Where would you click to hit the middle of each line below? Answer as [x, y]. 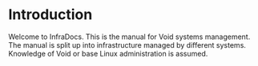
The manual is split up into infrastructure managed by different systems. [127, 45]
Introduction [50, 15]
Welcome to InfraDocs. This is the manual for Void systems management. [129, 37]
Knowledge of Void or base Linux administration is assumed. [108, 53]
